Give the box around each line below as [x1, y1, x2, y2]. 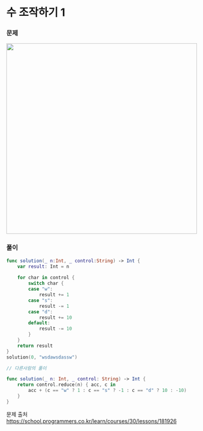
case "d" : [28, 308, 53, 315]
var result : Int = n [17, 263, 69, 269]
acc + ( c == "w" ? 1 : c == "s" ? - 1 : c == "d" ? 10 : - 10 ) [28, 388, 187, 394]
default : [28, 320, 51, 326]
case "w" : [28, 286, 53, 293]
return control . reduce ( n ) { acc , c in [17, 382, 116, 388]
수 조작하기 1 [6, 5, 66, 20]
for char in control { [17, 275, 75, 281]
